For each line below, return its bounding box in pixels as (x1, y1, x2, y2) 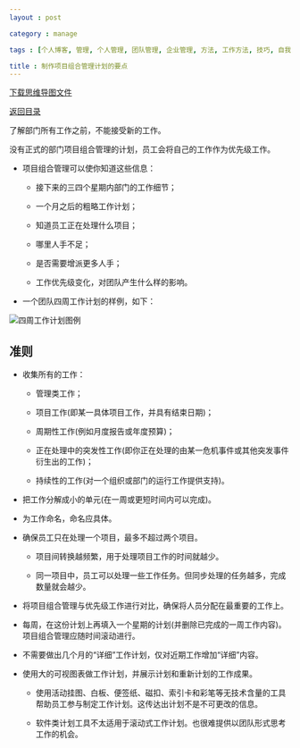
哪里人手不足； (35, 239, 91, 250)
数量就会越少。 (35, 582, 91, 593)
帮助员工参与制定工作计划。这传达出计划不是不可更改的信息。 (35, 699, 263, 710)
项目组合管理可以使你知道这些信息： (21, 163, 156, 174)
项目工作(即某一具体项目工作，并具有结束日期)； (35, 408, 214, 418)
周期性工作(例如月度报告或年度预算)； (35, 426, 175, 437)
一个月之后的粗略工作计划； (35, 201, 138, 212)
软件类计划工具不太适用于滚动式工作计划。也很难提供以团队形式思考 (35, 718, 287, 728)
